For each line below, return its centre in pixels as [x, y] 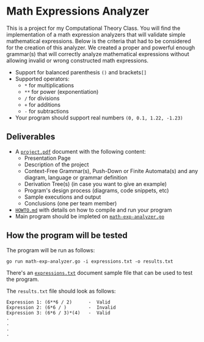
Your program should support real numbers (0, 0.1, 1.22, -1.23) [99, 118]
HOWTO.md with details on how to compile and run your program [93, 210]
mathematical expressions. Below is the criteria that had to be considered [99, 41]
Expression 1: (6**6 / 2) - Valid [59, 302]
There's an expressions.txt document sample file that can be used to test [100, 273]
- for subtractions [46, 111]
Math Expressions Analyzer [78, 11]
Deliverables [31, 137]
